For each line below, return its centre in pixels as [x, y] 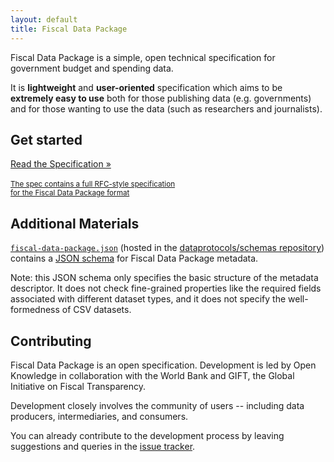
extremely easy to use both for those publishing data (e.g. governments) [161, 98]
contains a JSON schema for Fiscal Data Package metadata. [134, 258]
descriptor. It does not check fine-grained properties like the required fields [166, 288]
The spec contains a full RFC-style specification [93, 184]
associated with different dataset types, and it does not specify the [148, 299]
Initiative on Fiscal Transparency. [78, 386]
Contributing [51, 341]
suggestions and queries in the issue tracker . [103, 446]
